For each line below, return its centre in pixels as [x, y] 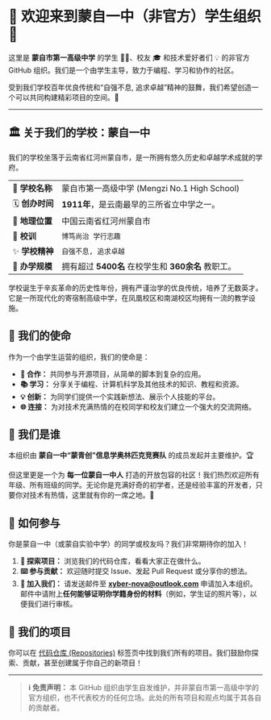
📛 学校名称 [32, 188]
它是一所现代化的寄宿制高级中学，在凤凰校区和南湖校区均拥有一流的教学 [128, 298]
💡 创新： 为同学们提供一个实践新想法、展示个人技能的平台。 [120, 397]
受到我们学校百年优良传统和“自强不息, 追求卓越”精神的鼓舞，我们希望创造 [130, 87]
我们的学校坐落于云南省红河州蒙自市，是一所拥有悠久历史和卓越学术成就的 [132, 157]
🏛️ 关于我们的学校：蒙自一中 [79, 133]
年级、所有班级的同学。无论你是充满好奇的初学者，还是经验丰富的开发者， [132, 485]
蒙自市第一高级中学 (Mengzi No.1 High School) [151, 188]
